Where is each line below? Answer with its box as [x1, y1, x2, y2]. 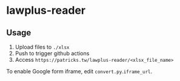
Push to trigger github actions [15, 50, 90, 57]
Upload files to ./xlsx [15, 43, 70, 50]
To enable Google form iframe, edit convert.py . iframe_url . [6, 68, 153, 75]
